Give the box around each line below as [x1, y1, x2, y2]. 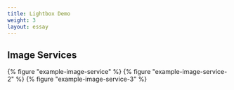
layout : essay [7, 23, 49, 30]
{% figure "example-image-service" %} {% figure [7, 68, 151, 76]
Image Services [7, 49, 77, 61]
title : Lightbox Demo [7, 10, 71, 17]
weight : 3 [7, 17, 37, 24]
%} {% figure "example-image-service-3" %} [15, 75, 148, 84]
